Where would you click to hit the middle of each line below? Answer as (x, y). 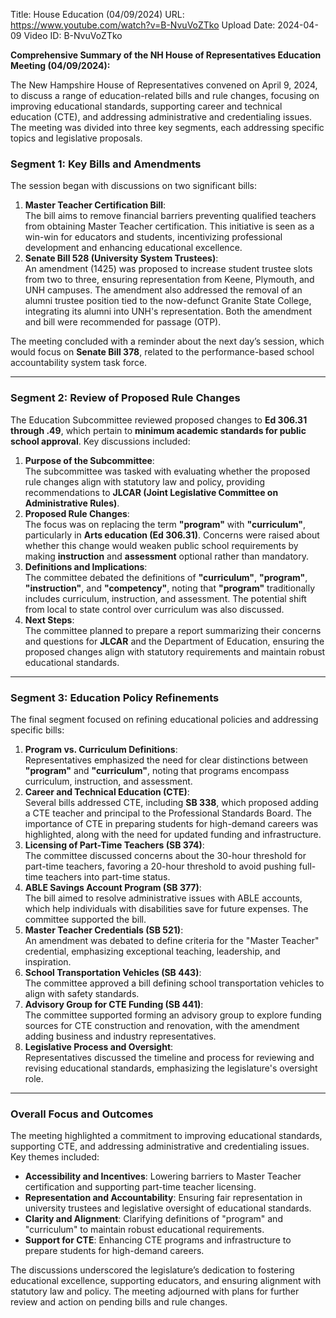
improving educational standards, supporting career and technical (146, 106)
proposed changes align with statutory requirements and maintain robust (175, 651)
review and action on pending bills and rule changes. (119, 1302)
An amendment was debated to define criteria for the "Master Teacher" (172, 940)
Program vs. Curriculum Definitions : (101, 749)
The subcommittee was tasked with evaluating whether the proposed (167, 471)
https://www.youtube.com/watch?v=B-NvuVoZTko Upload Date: (143, 25)
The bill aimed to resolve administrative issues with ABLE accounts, (163, 898)
